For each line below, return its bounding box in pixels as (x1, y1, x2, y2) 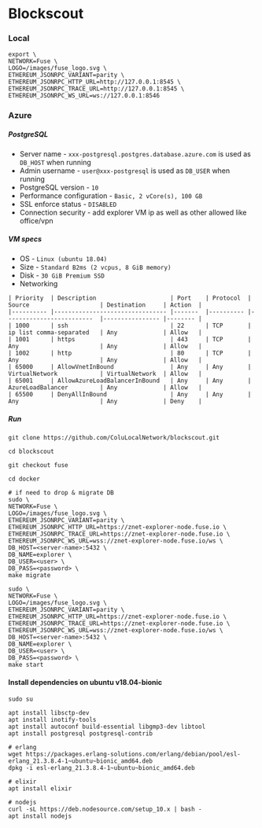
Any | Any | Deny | (8, 398, 202, 406)
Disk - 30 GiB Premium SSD (19, 270, 105, 280)
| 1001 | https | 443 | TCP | (8, 336, 252, 344)
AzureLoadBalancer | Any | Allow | (8, 384, 202, 392)
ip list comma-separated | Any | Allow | (8, 329, 202, 337)
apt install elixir (8, 784, 72, 793)
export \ (8, 50, 37, 59)
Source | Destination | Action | (8, 301, 202, 309)
